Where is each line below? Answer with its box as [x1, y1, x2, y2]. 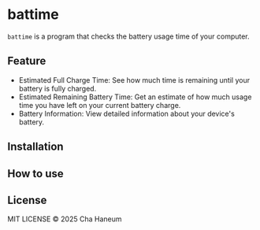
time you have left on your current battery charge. [18, 100, 181, 109]
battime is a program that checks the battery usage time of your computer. [7, 32, 250, 41]
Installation [7, 140, 64, 154]
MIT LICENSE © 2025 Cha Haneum [7, 214, 123, 224]
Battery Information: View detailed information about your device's [18, 109, 236, 118]
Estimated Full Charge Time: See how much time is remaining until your [18, 75, 250, 84]
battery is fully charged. [18, 83, 97, 93]
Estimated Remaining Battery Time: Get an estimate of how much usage [18, 92, 252, 102]
